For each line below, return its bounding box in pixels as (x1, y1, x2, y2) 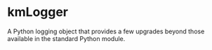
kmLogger (7, 4, 69, 20)
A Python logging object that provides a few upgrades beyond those (7, 27, 205, 35)
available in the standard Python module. (7, 34, 126, 42)
